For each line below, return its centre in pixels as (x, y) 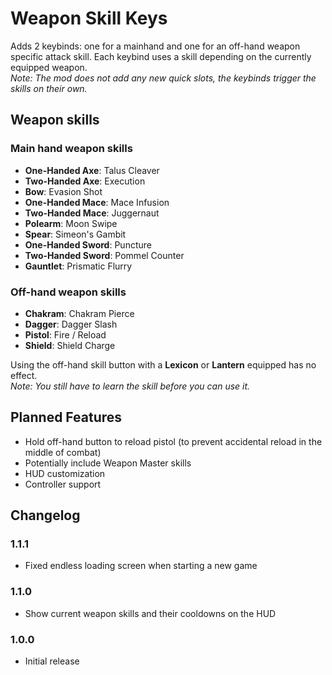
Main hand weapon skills (71, 149)
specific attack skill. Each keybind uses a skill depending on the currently (161, 56)
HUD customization (65, 473)
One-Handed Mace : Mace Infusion (97, 202)
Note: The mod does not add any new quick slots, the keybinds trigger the (163, 78)
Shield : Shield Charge (70, 345)
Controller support (63, 484)
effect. (24, 375)
